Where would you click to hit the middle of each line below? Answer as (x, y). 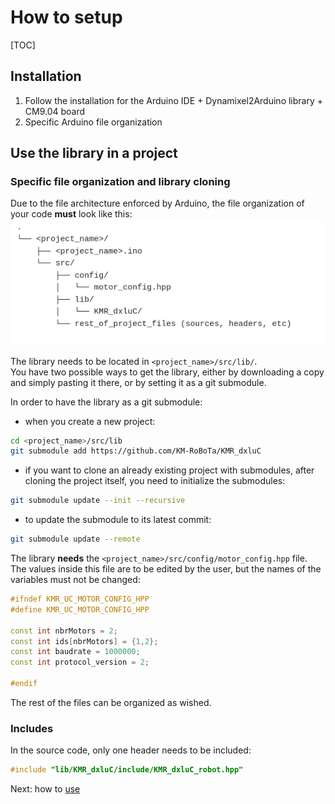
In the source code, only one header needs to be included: (131, 750)
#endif (24, 684)
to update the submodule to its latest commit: (118, 520)
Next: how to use (45, 789)
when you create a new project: (90, 421)
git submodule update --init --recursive (98, 501)
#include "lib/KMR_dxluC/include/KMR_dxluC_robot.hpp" (127, 770)
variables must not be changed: (75, 580)
